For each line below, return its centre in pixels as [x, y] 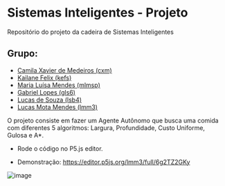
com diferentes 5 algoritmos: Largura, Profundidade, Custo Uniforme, [106, 128]
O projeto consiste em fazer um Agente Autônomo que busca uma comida [113, 120]
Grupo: [22, 54]
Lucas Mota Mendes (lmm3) [57, 107]
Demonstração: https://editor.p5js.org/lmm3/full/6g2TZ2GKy [103, 162]
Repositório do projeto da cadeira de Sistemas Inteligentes [91, 32]
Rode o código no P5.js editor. [60, 148]
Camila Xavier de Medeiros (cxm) [64, 70]
